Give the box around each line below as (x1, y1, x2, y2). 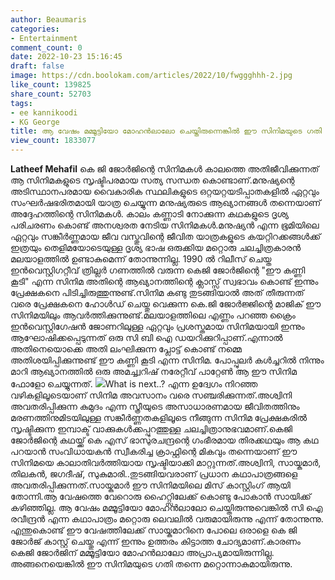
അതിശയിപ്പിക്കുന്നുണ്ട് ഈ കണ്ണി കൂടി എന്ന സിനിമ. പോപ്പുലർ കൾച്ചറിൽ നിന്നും (10, 354, 325, 366)
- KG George (10, 117, 60, 127)
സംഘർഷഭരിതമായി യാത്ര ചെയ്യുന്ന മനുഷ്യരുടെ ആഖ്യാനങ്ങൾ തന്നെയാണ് (10, 197, 322, 208)
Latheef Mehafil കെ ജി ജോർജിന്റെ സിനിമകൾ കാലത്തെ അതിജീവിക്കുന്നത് (10, 163, 320, 175)
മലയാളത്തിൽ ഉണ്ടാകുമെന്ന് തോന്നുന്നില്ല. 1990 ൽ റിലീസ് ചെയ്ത (10, 253, 272, 265)
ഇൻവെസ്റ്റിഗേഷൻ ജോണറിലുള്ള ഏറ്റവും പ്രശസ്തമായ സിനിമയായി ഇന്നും (10, 321, 305, 332)
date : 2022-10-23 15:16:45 (10, 52, 123, 62)
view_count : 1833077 (10, 136, 97, 146)
